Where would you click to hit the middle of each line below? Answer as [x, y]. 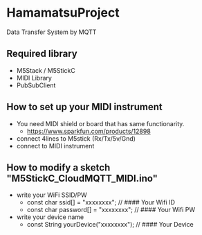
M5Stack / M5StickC [46, 70]
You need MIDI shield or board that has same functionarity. [100, 123]
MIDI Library [34, 78]
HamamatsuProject [63, 13]
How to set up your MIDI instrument [85, 107]
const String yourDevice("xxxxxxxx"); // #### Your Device [110, 225]
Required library [42, 54]
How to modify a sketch [58, 167]
